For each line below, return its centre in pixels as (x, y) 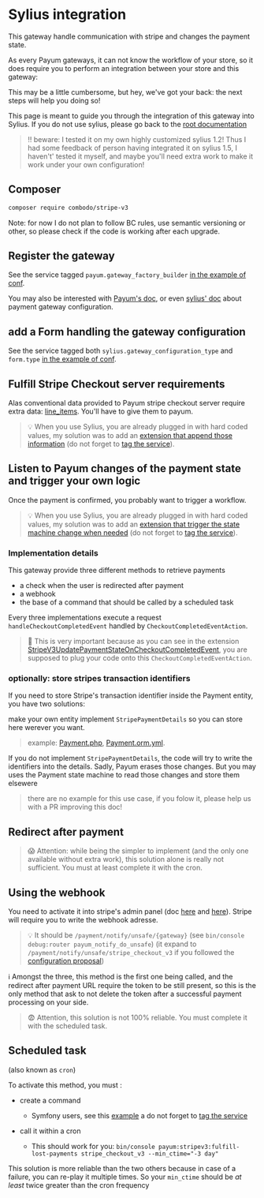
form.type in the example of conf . (62, 359)
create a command (50, 1100)
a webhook (38, 594)
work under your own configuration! (86, 164)
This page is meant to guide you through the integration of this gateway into (131, 115)
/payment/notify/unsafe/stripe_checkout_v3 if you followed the (131, 953)
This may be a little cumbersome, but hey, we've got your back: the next (125, 92)
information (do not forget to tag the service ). (101, 444)
